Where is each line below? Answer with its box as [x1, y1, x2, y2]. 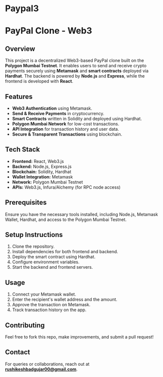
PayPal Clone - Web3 [5, 25, 92, 37]
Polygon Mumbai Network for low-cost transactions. [12, 121, 120, 127]
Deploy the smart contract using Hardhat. [12, 254, 96, 260]
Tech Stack [5, 145, 40, 154]
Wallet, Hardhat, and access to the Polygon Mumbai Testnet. [5, 217, 127, 222]
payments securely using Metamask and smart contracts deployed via [5, 68, 149, 74]
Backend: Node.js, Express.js [12, 163, 72, 169]
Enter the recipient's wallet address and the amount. [12, 297, 118, 302]
